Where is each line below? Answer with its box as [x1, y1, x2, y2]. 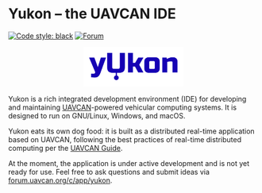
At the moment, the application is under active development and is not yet [8, 158, 250, 168]
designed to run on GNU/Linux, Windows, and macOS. [8, 110, 186, 120]
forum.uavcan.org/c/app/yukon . [8, 176, 113, 185]
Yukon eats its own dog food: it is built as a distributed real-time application [8, 126, 256, 136]
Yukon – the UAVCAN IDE [8, 5, 176, 23]
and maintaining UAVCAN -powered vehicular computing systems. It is [8, 102, 237, 112]
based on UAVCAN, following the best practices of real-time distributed [8, 134, 242, 144]
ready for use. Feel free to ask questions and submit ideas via [8, 167, 210, 176]
